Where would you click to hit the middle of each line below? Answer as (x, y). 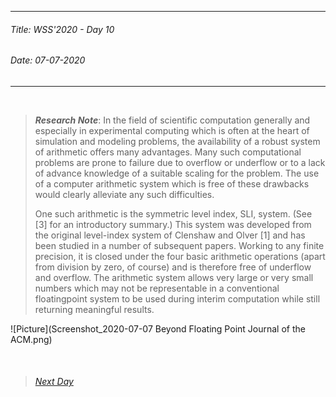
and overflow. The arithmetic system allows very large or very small (174, 277)
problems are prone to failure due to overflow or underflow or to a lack (180, 162)
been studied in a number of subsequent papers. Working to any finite (179, 245)
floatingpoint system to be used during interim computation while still (177, 298)
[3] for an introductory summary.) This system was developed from (173, 224)
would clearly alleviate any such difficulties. (124, 194)
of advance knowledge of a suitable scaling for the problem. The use (177, 173)
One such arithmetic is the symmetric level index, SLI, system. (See (173, 213)
